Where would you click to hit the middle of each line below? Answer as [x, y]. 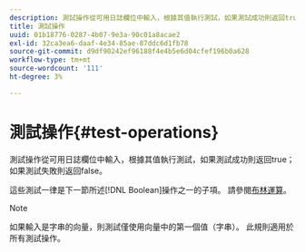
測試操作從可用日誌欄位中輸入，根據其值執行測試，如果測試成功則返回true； [152, 159]
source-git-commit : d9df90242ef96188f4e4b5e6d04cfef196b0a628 [129, 52]
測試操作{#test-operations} [114, 132]
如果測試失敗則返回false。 [58, 170]
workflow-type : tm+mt [50, 60]
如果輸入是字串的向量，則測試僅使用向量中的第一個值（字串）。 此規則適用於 [152, 227]
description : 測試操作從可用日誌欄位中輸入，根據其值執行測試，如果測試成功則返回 [148, 18]
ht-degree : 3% [36, 77]
